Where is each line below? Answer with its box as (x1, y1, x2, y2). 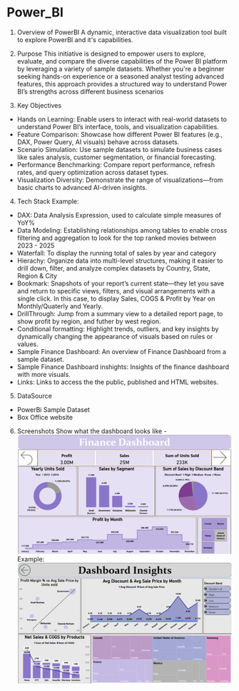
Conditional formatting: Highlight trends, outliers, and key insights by (16, 324, 219, 333)
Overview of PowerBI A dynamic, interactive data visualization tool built (16, 28, 228, 36)
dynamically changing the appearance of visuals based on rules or (16, 332, 213, 341)
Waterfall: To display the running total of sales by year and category (16, 248, 217, 257)
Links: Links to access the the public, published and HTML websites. (16, 378, 219, 386)
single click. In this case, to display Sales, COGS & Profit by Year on (16, 294, 215, 303)
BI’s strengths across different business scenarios (16, 87, 164, 96)
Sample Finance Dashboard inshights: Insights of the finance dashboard (16, 362, 230, 371)
